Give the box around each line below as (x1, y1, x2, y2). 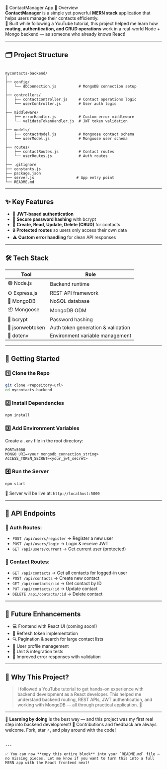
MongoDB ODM (49, 307, 87, 314)
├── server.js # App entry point (5, 175, 114, 180)
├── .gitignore (5, 162, 37, 167)
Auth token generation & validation (49, 324, 131, 331)
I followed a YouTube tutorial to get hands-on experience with (17, 686, 144, 692)
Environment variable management (49, 332, 132, 339)
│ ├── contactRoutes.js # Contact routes (5, 149, 114, 154)
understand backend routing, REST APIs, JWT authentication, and (17, 696, 153, 703)
